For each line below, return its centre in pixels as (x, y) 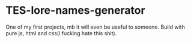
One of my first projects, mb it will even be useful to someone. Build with (95, 27)
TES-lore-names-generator (75, 10)
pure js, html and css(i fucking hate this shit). (61, 33)
